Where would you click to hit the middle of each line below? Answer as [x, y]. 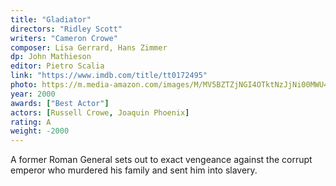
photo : [24, 85]
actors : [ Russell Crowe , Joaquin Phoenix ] [100, 112]
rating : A [31, 122]
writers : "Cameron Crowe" [64, 38]
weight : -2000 [40, 131]
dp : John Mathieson [51, 57]
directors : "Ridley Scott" [66, 29]
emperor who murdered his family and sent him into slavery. [134, 170]
